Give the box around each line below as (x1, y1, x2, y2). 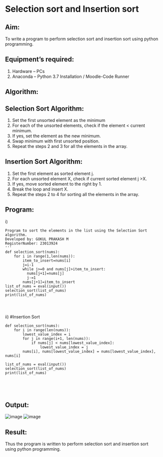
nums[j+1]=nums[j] (26, 271, 64, 276)
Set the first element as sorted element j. (12, 170, 94, 176)
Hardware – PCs (12, 68, 45, 74)
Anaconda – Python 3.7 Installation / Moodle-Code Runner (12, 73, 129, 79)
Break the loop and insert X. (12, 186, 68, 192)
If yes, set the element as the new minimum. (12, 133, 101, 139)
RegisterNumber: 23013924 (5, 241, 58, 246)
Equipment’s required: (5, 55, 74, 64)
